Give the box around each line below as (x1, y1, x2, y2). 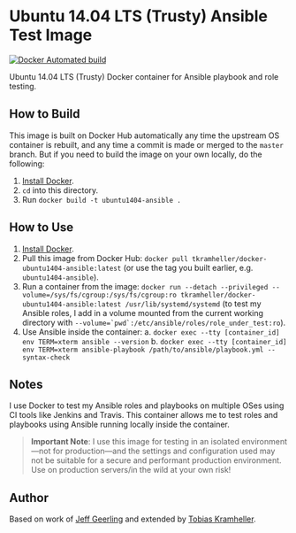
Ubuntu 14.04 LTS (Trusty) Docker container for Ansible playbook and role (9, 71, 279, 81)
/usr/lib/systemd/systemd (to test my (125, 298, 262, 309)
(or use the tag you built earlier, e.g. (123, 262, 254, 273)
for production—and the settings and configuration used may (52, 445, 276, 457)
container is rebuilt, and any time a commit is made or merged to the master (9, 139, 285, 150)
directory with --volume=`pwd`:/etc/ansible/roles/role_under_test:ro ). (21, 317, 286, 328)
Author (9, 490, 49, 506)
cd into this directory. (21, 184, 99, 196)
